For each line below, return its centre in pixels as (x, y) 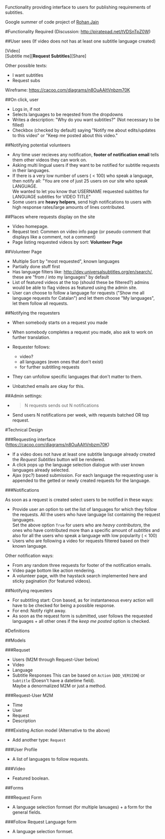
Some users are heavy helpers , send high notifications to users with (82, 202)
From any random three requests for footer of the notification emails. (82, 565)
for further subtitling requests (49, 367)
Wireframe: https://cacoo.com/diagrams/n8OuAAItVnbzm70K (68, 90)
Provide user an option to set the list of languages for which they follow (84, 509)
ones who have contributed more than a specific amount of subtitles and (86, 530)
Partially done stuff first (36, 266)
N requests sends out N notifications (62, 405)
